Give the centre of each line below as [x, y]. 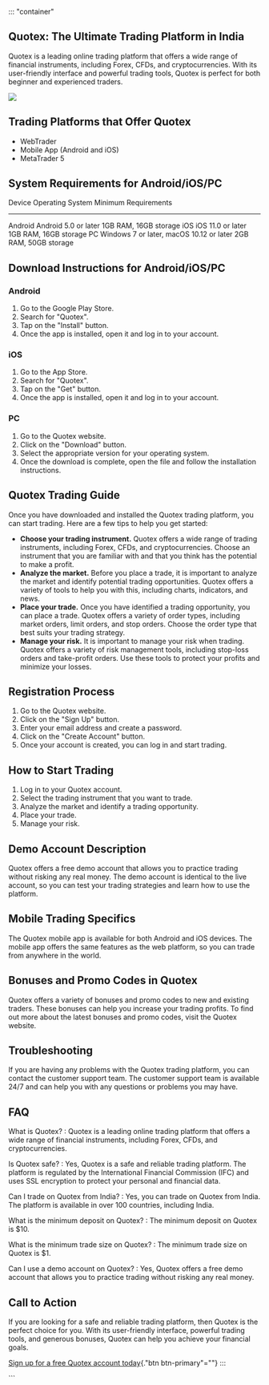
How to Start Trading [61, 770]
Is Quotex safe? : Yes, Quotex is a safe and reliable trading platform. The [127, 1164]
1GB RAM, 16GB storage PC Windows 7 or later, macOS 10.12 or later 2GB [128, 234]
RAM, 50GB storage [41, 243]
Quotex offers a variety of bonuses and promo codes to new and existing [129, 1000]
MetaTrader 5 [42, 158]
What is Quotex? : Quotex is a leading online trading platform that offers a [129, 1132]
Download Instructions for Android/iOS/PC [117, 268]
